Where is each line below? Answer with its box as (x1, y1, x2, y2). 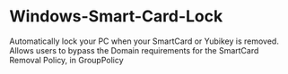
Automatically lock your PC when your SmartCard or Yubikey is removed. (9, 36, 280, 46)
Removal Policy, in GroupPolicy (9, 54, 124, 65)
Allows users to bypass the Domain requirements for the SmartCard (9, 45, 259, 55)
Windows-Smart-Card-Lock (9, 6, 223, 27)
